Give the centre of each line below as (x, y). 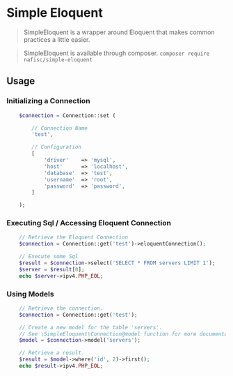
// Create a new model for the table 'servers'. (91, 327)
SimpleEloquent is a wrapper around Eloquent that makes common (119, 32)
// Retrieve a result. (52, 353)
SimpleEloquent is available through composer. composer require (116, 53)
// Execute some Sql (49, 257)
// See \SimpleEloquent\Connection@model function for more (108, 334)
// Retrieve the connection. (61, 308)
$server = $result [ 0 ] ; (52, 269)
